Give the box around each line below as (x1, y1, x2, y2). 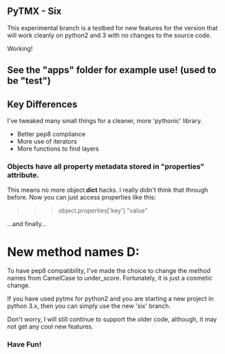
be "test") (7, 75, 52, 87)
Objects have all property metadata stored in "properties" (7, 162, 205, 171)
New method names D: (7, 244, 140, 260)
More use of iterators (17, 137, 77, 146)
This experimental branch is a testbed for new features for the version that (7, 23, 218, 32)
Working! (7, 44, 33, 52)
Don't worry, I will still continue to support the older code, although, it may (7, 316, 217, 324)
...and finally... (7, 220, 47, 228)
